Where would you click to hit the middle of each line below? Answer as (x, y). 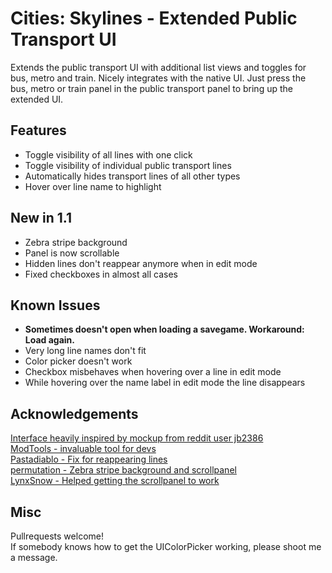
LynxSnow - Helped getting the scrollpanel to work (115, 481)
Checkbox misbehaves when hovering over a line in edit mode (153, 372)
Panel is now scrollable (72, 253)
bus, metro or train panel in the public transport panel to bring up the (151, 88)
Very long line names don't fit (85, 351)
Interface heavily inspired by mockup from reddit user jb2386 (137, 438)
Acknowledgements (74, 413)
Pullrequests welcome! (57, 536)
